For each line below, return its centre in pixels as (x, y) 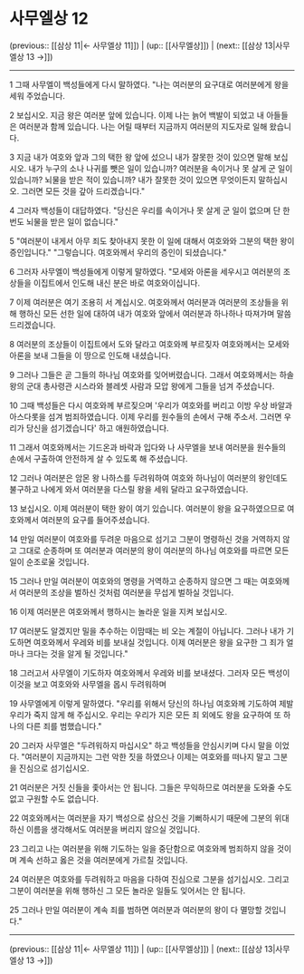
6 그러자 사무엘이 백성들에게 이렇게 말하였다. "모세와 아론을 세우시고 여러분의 (145, 271)
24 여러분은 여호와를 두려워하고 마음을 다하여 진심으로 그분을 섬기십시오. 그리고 (149, 879)
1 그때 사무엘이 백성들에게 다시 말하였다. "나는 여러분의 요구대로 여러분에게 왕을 (149, 84)
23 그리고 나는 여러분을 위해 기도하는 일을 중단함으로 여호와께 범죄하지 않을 (142, 848)
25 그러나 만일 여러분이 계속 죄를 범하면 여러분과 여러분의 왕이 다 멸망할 (136, 910)
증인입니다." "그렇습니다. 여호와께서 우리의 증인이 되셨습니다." (118, 252)
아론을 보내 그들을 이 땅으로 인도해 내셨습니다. (90, 356)
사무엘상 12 (49, 19)
